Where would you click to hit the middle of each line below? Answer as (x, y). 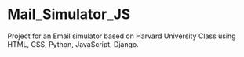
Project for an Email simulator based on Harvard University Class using (122, 36)
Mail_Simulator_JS (69, 14)
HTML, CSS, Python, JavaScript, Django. (73, 44)
